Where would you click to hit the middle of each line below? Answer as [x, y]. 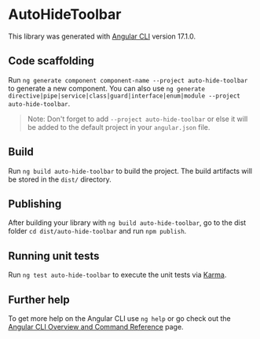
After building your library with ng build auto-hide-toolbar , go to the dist [127, 223]
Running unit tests [54, 256]
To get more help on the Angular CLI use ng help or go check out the [119, 319]
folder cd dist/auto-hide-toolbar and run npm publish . [97, 231]
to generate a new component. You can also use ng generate [107, 88]
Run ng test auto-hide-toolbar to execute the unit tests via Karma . [117, 275]
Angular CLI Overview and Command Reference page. [96, 327]
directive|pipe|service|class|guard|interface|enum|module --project [125, 96]
